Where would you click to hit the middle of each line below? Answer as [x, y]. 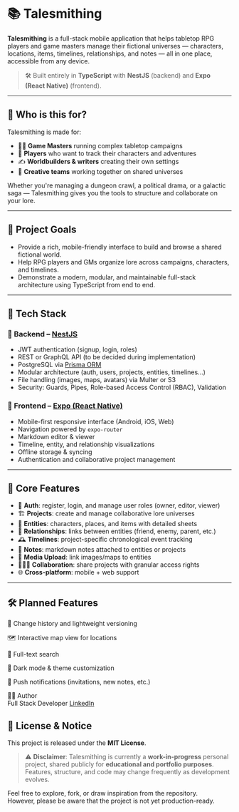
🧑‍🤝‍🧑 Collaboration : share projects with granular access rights [108, 565]
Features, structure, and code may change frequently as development [127, 771]
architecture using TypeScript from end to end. [86, 284]
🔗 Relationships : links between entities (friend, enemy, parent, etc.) [117, 531]
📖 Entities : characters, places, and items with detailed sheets [107, 524]
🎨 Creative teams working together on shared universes [100, 171]
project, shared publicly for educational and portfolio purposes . [119, 764]
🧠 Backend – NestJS [43, 334]
